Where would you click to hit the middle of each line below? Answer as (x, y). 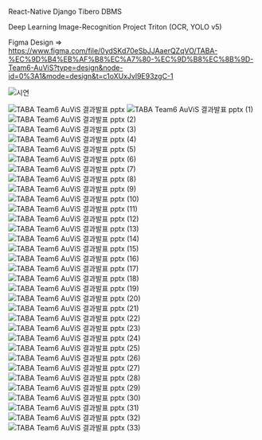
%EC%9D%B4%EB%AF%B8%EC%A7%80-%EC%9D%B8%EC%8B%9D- (131, 59)
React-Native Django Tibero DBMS (65, 12)
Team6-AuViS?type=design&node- (66, 68)
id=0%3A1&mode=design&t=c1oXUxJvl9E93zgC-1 (91, 76)
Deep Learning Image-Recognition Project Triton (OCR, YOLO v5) (115, 27)
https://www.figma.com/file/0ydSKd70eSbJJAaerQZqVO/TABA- (113, 51)
